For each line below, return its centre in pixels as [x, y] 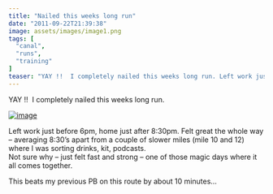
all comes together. [41, 165]
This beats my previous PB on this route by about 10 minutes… [113, 181]
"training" [34, 62]
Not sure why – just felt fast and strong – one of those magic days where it [133, 157]
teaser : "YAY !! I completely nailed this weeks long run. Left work [130, 76]
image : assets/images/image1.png [65, 31]
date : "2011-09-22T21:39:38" [58, 24]
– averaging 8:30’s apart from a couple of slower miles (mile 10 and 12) [127, 140]
